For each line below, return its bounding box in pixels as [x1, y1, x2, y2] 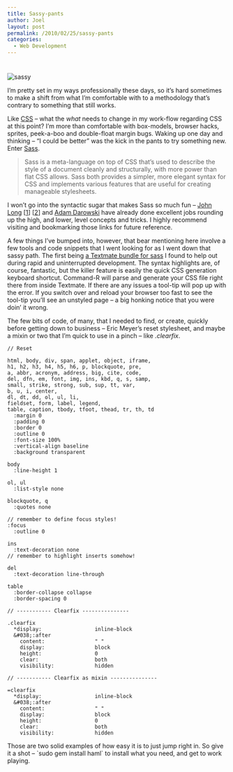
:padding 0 [13, 418, 45, 425]
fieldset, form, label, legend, [7, 400, 101, 407]
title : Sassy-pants [7, 10, 64, 17]
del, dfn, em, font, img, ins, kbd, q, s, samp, [7, 376, 151, 383]
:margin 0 [13, 412, 42, 419]
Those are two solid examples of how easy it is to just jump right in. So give [7, 742, 224, 750]
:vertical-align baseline [13, 443, 89, 450]
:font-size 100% [13, 437, 61, 444]
